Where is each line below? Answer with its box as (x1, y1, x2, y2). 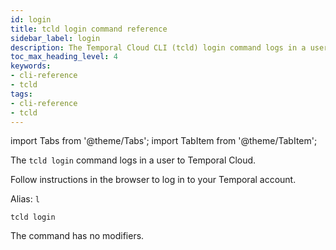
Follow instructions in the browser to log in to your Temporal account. (10, 174, 297, 186)
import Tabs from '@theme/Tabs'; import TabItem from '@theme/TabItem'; (10, 135, 318, 147)
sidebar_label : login (10, 33, 101, 43)
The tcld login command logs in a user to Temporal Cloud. (10, 154, 257, 166)
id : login (10, 14, 52, 25)
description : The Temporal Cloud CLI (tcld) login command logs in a (10, 42, 307, 53)
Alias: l (10, 193, 40, 205)
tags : (10, 89, 33, 99)
